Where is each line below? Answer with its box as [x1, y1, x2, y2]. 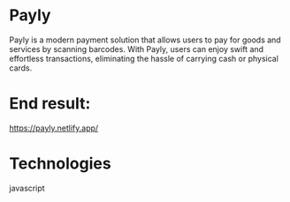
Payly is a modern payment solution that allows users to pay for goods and [9, 34, 281, 45]
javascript [9, 183, 46, 193]
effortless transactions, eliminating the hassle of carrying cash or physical [9, 53, 279, 64]
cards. [9, 63, 33, 73]
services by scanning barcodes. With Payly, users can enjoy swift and [9, 43, 263, 54]
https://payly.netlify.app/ [9, 123, 99, 133]
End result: [9, 94, 91, 114]
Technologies [9, 153, 112, 174]
